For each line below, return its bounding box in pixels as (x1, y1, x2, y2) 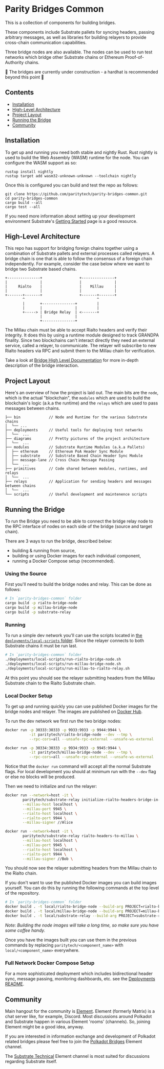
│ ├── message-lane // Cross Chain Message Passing (5, 458, 115, 463)
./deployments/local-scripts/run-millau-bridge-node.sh (5, 661, 121, 666)
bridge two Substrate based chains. (5, 266, 77, 272)
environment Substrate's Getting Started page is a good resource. (5, 218, 138, 224)
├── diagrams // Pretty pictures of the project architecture (5, 436, 150, 441)
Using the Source (5, 570, 47, 577)
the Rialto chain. (5, 870, 38, 876)
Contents (5, 88, 34, 96)
